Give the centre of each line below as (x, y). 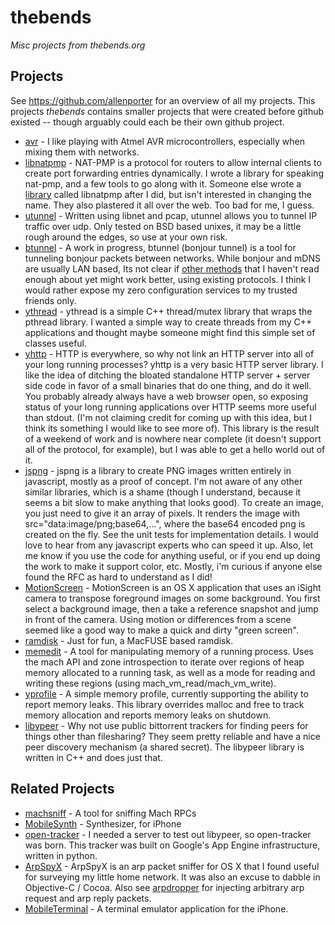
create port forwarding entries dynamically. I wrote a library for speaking (174, 173)
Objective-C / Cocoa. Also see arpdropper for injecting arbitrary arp (164, 887)
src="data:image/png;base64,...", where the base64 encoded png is (165, 523)
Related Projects (62, 789)
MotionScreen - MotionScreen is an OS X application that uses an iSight (173, 587)
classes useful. (56, 343)
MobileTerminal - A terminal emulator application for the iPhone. (156, 908)
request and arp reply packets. (88, 898)
